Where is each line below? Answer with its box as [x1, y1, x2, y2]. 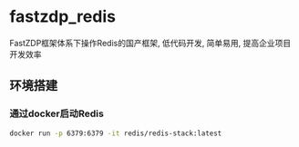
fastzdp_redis [9, 6, 117, 27]
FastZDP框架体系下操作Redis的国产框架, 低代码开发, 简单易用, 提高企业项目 [9, 37, 292, 48]
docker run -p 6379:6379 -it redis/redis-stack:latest [9, 129, 222, 138]
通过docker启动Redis [9, 107, 105, 120]
